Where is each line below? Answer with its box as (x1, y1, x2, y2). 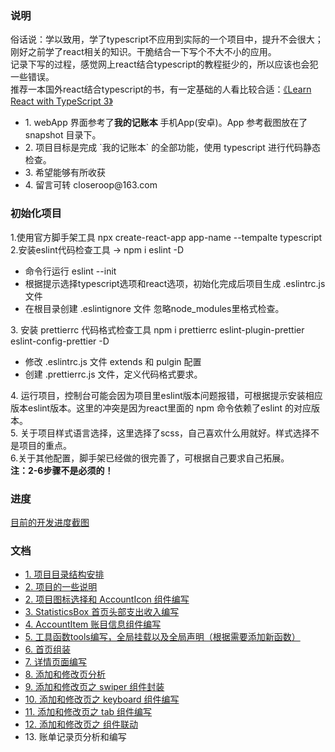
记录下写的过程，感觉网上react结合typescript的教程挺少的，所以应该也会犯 (10, 58, 319, 71)
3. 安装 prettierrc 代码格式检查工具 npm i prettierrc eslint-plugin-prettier (10, 323, 305, 336)
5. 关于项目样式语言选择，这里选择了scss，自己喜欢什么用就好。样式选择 (10, 427, 312, 439)
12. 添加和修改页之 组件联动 (24, 718, 138, 731)
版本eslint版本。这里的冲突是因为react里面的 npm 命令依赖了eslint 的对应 (10, 402, 312, 414)
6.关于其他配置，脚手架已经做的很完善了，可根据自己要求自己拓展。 (10, 452, 290, 464)
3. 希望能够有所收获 (24, 167, 107, 179)
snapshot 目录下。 (24, 129, 102, 141)
